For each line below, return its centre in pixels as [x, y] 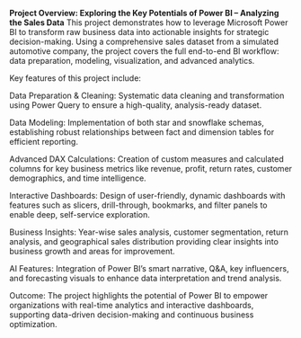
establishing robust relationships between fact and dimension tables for [142, 132]
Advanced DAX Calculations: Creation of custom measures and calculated [147, 159]
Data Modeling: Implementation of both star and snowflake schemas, [137, 122]
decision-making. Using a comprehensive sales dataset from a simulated [144, 41]
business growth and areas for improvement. [92, 251]
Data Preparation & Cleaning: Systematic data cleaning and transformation [147, 95]
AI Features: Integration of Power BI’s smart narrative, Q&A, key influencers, [149, 268]
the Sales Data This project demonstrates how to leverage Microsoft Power [149, 22]
